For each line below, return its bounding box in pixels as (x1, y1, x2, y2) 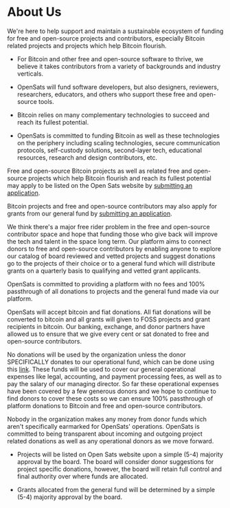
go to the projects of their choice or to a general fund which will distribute (7, 259, 216, 267)
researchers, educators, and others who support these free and (16, 90, 198, 98)
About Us (7, 4, 62, 20)
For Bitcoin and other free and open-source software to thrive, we (16, 54, 204, 63)
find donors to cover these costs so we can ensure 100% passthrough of (7, 394, 214, 403)
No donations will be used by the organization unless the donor (7, 350, 186, 359)
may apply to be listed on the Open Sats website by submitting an (7, 181, 193, 189)
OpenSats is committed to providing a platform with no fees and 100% (7, 279, 205, 288)
